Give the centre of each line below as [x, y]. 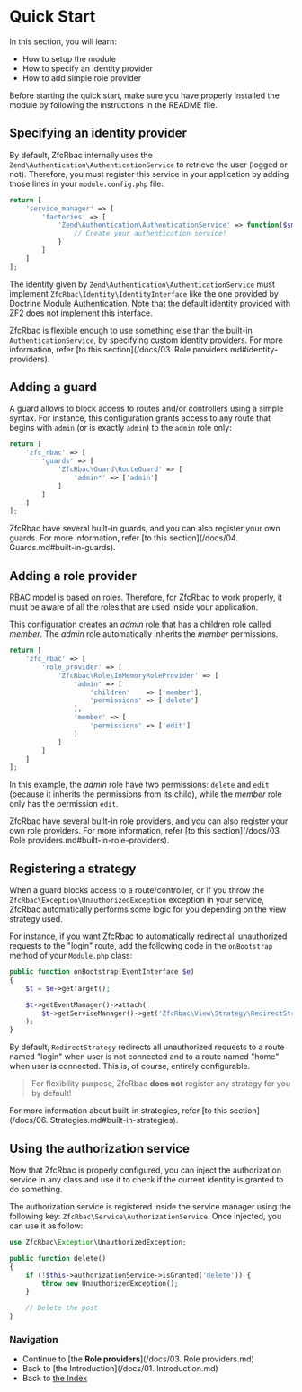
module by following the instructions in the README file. [113, 104]
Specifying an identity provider [98, 134]
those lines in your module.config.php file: [87, 183]
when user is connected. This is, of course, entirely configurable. [130, 1066]
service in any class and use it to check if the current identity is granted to [147, 1179]
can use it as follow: [46, 1226]
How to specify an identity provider [88, 68]
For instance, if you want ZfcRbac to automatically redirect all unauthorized [148, 936]
